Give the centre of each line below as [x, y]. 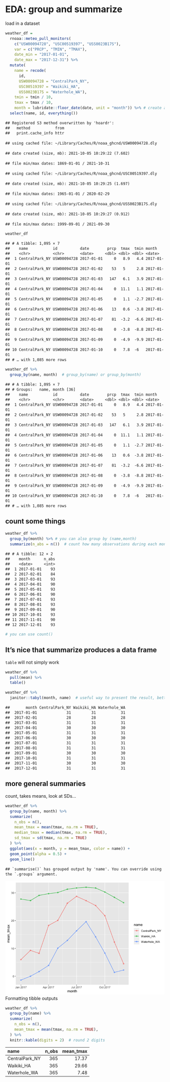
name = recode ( [30, 71]
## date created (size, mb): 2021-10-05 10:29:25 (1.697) [68, 184]
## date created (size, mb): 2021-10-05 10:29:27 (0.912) [68, 214]
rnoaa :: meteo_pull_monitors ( [40, 38]
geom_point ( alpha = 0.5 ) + [38, 854]
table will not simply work [32, 662]
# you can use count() [29, 634]
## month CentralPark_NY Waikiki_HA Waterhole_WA [65, 708]
